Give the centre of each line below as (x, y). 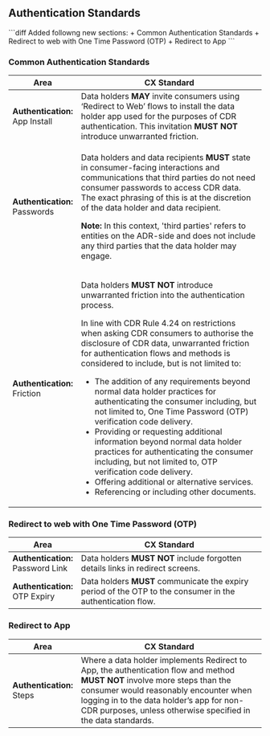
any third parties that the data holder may (159, 246)
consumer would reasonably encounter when (166, 690)
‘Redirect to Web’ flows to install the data (158, 106)
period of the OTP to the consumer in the (158, 591)
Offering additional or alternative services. (174, 482)
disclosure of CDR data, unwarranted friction (165, 343)
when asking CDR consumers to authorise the (167, 333)
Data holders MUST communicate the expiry (165, 582)
